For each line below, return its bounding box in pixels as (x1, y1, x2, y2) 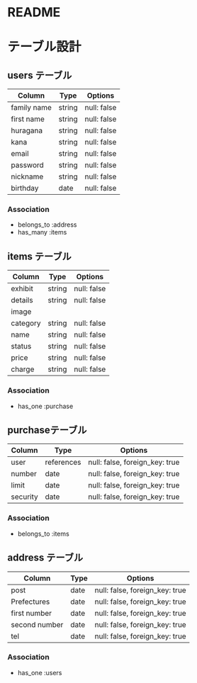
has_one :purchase (17, 402, 74, 410)
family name (11, 103, 52, 113)
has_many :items (17, 228, 67, 237)
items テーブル (7, 250, 72, 262)
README (7, 4, 61, 21)
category (11, 318, 41, 328)
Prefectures (11, 597, 50, 606)
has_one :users (17, 668, 62, 677)
